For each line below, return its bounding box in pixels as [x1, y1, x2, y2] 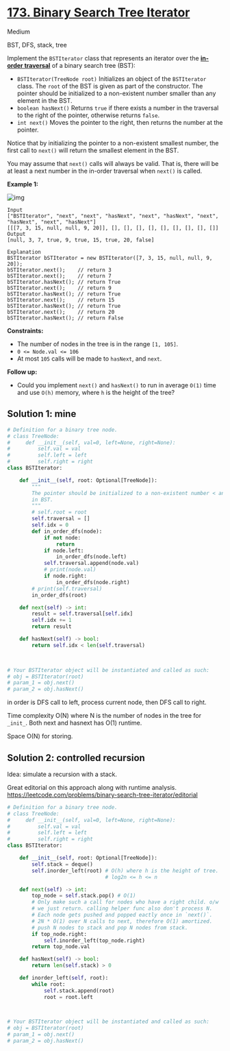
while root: [31, 980, 66, 988]
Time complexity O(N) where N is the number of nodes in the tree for [7, 712, 202, 720]
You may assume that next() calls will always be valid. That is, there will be [7, 159, 219, 167]
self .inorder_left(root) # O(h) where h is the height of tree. [31, 867, 219, 874]
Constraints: [7, 326, 44, 335]
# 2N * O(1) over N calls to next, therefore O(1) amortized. [31, 917, 213, 925]
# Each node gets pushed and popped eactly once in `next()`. [31, 912, 213, 919]
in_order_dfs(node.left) [55, 553, 127, 560]
